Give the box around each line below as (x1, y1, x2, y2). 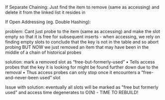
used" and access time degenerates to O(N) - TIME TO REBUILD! (5, 90, 138, 95)
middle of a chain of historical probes (5, 49, 82, 55)
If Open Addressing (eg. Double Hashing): (5, 19, 91, 25)
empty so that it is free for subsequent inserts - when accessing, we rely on (5, 34, 161, 39)
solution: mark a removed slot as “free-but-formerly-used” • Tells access (5, 59, 155, 65)
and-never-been (5, 75, 39, 80)
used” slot (39, 75, 61, 80)
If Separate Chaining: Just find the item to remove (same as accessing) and (5, 4, 160, 10)
